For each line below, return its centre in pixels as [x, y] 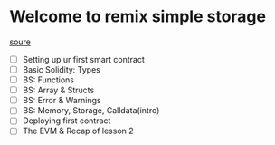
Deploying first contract [66, 121]
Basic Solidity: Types [62, 69]
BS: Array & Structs [58, 90]
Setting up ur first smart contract [83, 59]
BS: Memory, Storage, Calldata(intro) [91, 111]
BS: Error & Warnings [62, 101]
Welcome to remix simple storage [138, 17]
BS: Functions [48, 80]
